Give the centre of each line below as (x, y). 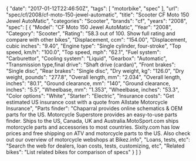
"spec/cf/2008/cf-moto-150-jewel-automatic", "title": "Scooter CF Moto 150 (98, 15)
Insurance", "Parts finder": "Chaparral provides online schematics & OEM (94, 108)
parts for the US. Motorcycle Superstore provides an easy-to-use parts (92, 115)
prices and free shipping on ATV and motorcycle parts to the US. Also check (98, 133)
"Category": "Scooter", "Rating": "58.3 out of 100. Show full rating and (91, 33)
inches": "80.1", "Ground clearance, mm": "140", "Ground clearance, (88, 83)
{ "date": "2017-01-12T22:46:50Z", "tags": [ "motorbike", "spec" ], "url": (92, 9)
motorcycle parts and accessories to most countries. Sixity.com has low (93, 127)
